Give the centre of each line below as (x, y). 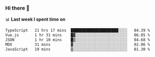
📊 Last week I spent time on (35, 19)
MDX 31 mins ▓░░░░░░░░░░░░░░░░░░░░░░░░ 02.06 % (78, 44)
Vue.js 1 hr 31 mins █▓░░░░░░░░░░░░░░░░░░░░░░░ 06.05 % (78, 35)
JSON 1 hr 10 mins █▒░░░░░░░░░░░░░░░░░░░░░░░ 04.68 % (78, 40)
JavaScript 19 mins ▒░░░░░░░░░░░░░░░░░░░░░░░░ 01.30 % (78, 49)
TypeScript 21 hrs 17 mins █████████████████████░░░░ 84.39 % (78, 31)
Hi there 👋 (18, 8)
